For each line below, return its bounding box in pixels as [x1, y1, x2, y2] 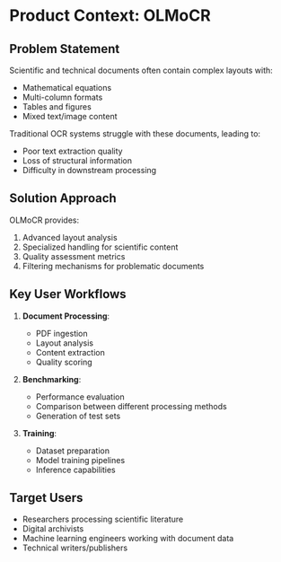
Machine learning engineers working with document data [22, 533, 234, 544]
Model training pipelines [35, 454, 126, 465]
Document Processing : [22, 311, 110, 321]
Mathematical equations [22, 83, 112, 92]
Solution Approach [9, 190, 117, 206]
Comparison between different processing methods [35, 400, 227, 411]
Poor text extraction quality [22, 145, 123, 156]
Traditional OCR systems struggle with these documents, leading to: [9, 128, 261, 139]
